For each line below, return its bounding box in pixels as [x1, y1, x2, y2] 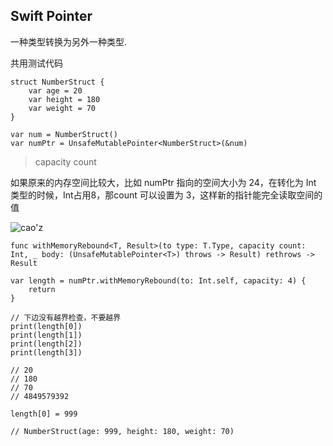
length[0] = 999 [10, 409, 78, 419]
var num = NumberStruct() [10, 129, 118, 139]
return [28, 284, 56, 294]
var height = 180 [28, 94, 101, 104]
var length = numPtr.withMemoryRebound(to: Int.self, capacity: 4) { [10, 275, 307, 286]
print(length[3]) [10, 347, 83, 358]
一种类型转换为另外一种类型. [10, 35, 128, 48]
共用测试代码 [10, 57, 63, 69]
